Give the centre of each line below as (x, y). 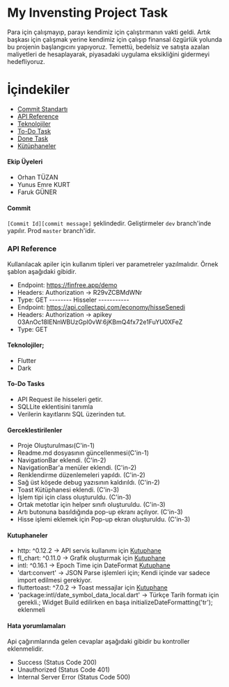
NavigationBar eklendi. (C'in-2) (62, 460)
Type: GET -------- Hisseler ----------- (73, 300)
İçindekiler (39, 90)
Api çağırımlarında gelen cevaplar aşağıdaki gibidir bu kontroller (98, 641)
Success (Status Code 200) (57, 662)
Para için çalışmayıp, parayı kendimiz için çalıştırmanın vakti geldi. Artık (109, 32)
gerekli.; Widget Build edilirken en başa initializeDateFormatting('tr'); (115, 602)
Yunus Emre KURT (44, 185)
